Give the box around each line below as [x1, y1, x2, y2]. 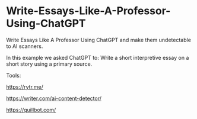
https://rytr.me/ [6, 83, 43, 90]
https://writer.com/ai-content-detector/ [6, 95, 102, 102]
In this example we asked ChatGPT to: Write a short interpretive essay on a [6, 54, 189, 61]
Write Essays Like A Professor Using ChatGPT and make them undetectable [6, 36, 192, 43]
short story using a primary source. [6, 60, 93, 67]
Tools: [6, 72, 21, 79]
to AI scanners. [6, 43, 43, 50]
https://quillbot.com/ [6, 106, 56, 113]
